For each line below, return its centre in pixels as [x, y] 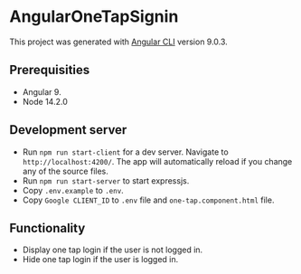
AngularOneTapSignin [94, 17]
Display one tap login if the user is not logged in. [113, 250]
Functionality [47, 228]
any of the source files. [65, 171]
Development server [68, 130]
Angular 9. [42, 91]
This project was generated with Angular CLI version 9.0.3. [118, 42]
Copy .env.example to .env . [73, 190]
